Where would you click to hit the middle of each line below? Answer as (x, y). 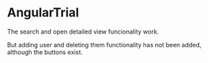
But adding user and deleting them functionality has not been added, (104, 45)
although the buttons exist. (45, 52)
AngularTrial (43, 13)
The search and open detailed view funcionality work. (83, 32)
